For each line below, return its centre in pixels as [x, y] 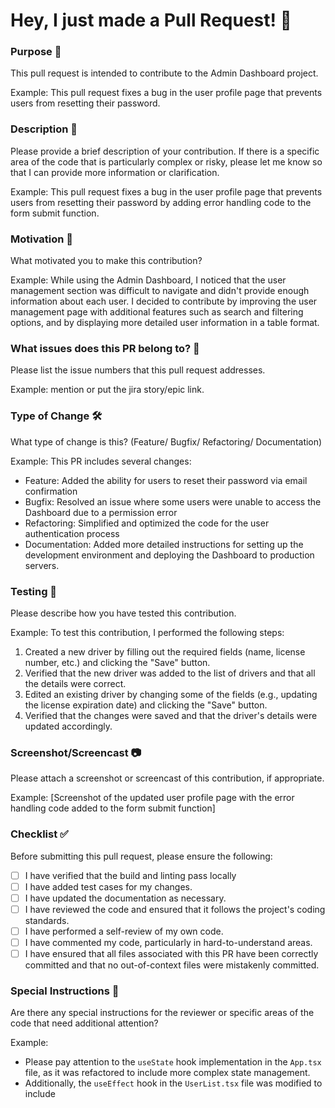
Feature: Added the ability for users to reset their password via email [166, 480]
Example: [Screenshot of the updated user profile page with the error [152, 798]
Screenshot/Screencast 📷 [76, 752]
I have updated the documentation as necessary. [125, 898]
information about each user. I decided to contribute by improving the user [164, 301]
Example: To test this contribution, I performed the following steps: [147, 632]
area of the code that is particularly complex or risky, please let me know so [166, 161]
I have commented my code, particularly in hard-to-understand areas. [168, 942]
